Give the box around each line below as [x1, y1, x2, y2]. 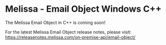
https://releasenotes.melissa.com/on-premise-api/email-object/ [5, 34, 136, 40]
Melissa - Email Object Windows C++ [5, 3, 162, 15]
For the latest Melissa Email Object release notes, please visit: [5, 29, 132, 35]
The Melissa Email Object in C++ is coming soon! [5, 20, 106, 25]
